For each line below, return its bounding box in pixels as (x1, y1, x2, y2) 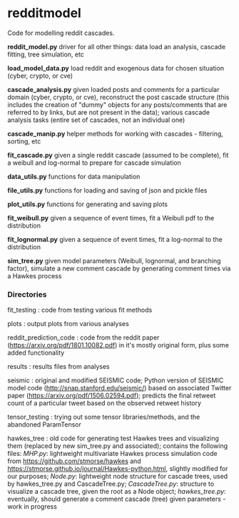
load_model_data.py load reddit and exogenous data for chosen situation (7, 64, 225, 72)
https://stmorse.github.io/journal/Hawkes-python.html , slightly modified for (7, 464, 228, 473)
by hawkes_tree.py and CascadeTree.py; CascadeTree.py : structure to (7, 479, 215, 488)
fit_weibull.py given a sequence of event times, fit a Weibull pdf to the (7, 213, 215, 222)
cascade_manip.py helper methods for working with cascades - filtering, (7, 129, 223, 138)
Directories (7, 289, 47, 299)
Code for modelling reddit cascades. (7, 29, 115, 37)
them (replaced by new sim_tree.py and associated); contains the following (7, 442, 228, 450)
